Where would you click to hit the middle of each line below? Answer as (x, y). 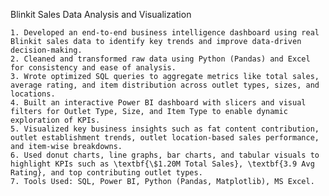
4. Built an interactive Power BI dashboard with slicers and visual (158, 103)
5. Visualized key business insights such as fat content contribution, (165, 129)
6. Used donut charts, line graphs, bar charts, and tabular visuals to (165, 155)
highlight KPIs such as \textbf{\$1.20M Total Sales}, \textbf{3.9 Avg (162, 164)
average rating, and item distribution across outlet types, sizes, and (165, 85)
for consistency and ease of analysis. (93, 68)
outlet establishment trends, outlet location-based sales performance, (165, 138)
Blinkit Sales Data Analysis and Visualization (101, 14)
